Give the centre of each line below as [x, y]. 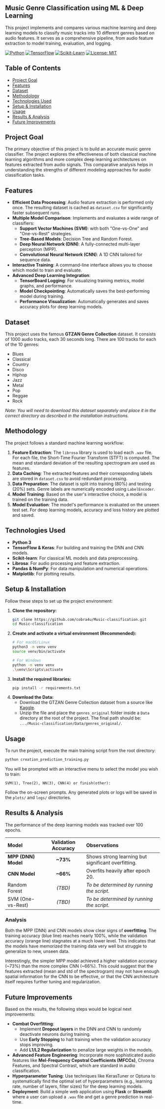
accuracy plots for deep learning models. [61, 307]
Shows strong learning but [116, 857]
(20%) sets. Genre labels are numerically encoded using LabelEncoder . [84, 489]
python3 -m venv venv [34, 647]
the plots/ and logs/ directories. [38, 798]
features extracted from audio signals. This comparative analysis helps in [79, 165]
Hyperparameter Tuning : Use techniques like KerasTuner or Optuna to [84, 1076]
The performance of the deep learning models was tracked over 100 [74, 825]
